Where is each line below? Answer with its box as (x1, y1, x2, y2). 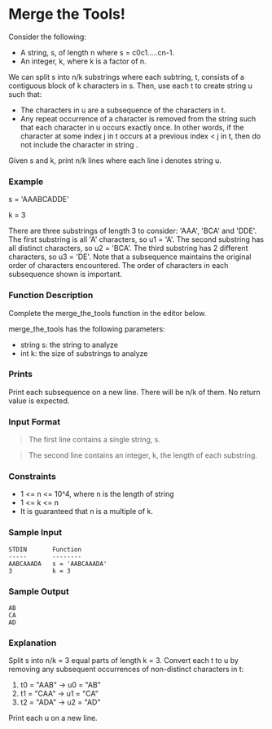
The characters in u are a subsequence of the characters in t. (20, 105, 226, 115)
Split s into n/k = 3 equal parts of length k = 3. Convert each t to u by (8, 656, 239, 665)
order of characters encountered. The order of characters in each (8, 261, 229, 270)
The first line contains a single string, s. (28, 435, 161, 445)
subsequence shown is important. (8, 270, 122, 279)
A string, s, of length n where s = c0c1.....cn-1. (20, 47, 175, 57)
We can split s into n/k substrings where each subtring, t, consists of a (8, 72, 244, 81)
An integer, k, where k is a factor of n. (20, 56, 147, 66)
